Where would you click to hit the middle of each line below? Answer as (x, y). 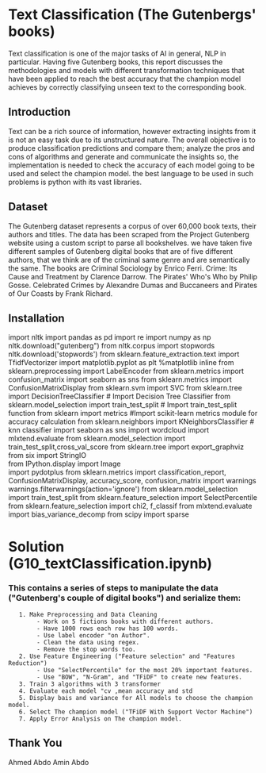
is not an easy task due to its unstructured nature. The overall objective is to (132, 140)
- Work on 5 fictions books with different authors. (125, 621)
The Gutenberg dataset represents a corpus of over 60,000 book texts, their (133, 226)
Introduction (40, 112)
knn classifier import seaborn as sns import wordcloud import (109, 430)
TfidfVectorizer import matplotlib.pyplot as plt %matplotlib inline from (121, 363)
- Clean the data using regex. (88, 642)
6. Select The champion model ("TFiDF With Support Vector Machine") (136, 712)
